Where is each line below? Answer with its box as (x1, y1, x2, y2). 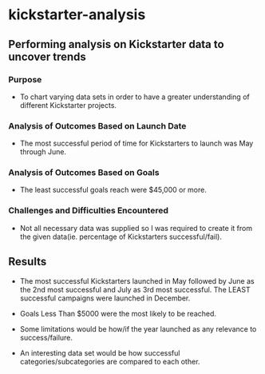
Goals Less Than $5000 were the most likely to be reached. (19, 308, 217, 318)
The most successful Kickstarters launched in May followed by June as (19, 276, 255, 285)
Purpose (8, 74, 42, 85)
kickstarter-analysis (8, 6, 146, 24)
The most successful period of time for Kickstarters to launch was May (19, 138, 254, 149)
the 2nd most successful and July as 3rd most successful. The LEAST (19, 284, 251, 294)
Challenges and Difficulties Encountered (8, 205, 169, 217)
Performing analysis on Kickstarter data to (8, 38, 225, 51)
